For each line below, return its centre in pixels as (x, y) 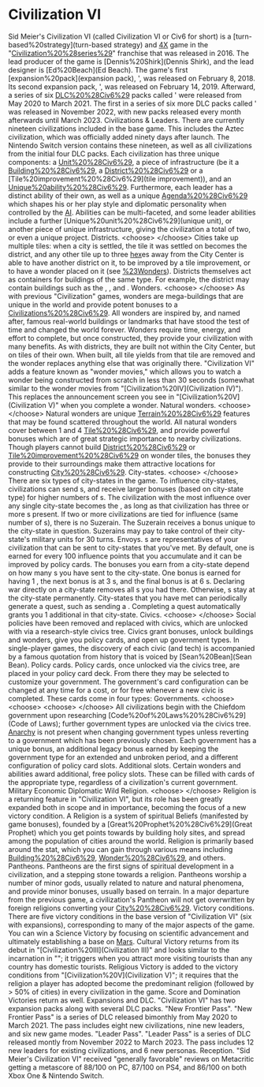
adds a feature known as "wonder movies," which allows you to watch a (125, 372)
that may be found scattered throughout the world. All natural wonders (123, 422)
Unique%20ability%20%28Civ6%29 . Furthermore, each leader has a (121, 187)
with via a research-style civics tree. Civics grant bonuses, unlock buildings (131, 631)
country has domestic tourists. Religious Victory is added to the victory (123, 966)
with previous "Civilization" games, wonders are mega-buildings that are (126, 296)
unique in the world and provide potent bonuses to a (93, 304)
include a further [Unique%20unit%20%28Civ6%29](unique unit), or (120, 220)
